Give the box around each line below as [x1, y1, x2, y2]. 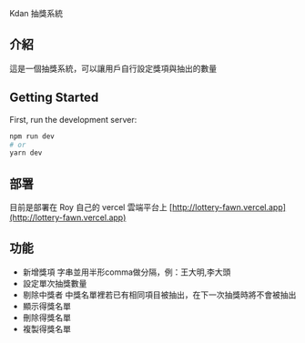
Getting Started [9, 90, 99, 106]
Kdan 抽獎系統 [9, 8, 64, 18]
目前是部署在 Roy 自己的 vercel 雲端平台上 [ [9, 202, 173, 213]
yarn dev [9, 148, 43, 157]
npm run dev [9, 131, 55, 141]
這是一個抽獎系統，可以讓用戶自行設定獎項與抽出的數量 [9, 63, 217, 74]
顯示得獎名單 [22, 300, 71, 311]
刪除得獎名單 [22, 312, 71, 323]
